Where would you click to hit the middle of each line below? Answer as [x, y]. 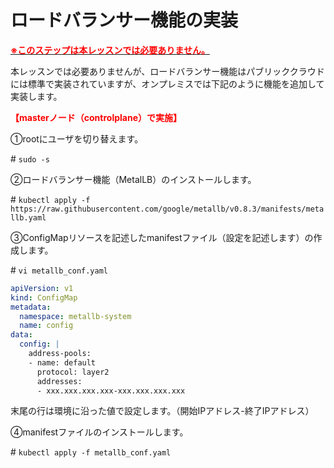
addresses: [59, 381]
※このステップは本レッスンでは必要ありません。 [110, 50]
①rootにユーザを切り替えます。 [77, 138]
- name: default [62, 362]
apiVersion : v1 [42, 288]
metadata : [31, 307]
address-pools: [60, 354]
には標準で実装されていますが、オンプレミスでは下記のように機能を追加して [167, 83]
